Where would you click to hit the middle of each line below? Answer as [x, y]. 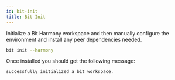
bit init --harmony [30, 50]
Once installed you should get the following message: [71, 61]
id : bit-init [22, 11]
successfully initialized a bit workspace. [60, 72]
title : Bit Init [26, 17]
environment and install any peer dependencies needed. [74, 39]
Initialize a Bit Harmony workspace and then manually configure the [88, 33]
